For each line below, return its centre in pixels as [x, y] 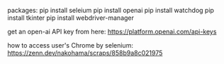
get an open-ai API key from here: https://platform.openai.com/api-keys [112, 32]
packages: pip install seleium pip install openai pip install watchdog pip [111, 10]
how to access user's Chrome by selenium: [70, 45]
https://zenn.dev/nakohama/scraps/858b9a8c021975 [85, 53]
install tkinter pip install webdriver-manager [71, 18]
